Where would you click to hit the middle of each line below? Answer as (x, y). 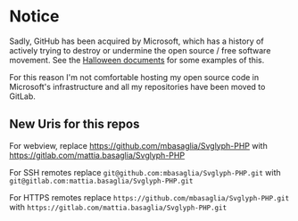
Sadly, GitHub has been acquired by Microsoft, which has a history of (137, 41)
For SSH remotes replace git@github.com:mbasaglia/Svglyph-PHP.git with (145, 172)
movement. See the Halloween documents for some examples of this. (137, 60)
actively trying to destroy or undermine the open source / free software (140, 50)
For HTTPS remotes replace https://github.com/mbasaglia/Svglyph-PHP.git (149, 197)
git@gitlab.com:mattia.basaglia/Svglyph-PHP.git (101, 181)
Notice (34, 16)
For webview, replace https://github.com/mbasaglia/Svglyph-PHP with (138, 145)
